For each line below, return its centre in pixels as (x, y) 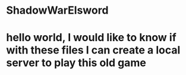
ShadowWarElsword (57, 10)
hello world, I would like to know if (91, 38)
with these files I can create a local (93, 50)
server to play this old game (76, 63)
